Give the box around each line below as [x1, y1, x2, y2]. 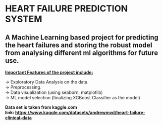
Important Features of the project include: [5, 70, 93, 75]
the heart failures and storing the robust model [5, 41, 153, 49]
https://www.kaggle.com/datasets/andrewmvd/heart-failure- [15, 110, 146, 115]
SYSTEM [5, 13, 42, 25]
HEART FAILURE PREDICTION [5, 3, 128, 14]
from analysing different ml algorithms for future [5, 48, 159, 57]
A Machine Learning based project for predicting [5, 33, 159, 42]
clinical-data [5, 115, 32, 121]
